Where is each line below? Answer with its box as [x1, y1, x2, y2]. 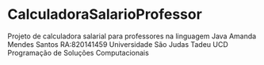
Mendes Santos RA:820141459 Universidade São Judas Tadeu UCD [7, 39, 229, 49]
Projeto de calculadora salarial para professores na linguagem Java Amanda [7, 31, 257, 41]
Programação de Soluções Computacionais [7, 48, 150, 57]
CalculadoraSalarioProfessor [7, 5, 203, 23]
